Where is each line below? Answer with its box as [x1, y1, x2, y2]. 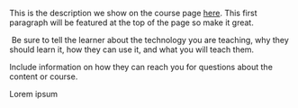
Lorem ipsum [9, 89, 59, 99]
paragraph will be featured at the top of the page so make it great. [9, 17, 254, 28]
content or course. [9, 71, 78, 82]
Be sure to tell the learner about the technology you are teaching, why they [11, 35, 290, 45]
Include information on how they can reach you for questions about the [9, 62, 273, 72]
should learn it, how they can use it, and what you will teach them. [9, 44, 255, 55]
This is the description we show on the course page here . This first [9, 8, 257, 18]
